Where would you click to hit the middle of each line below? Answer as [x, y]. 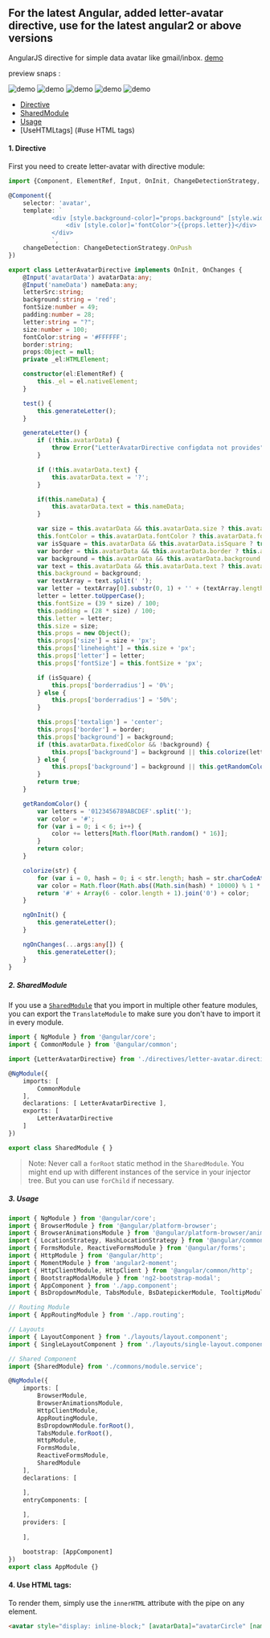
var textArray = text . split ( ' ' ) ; [95, 581]
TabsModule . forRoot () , [75, 1433]
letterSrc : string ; [53, 293]
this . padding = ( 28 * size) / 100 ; [97, 611]
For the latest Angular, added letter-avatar [116, 13]
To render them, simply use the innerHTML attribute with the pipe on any [127, 1603]
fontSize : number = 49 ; [61, 307]
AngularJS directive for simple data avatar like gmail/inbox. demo [116, 57]
